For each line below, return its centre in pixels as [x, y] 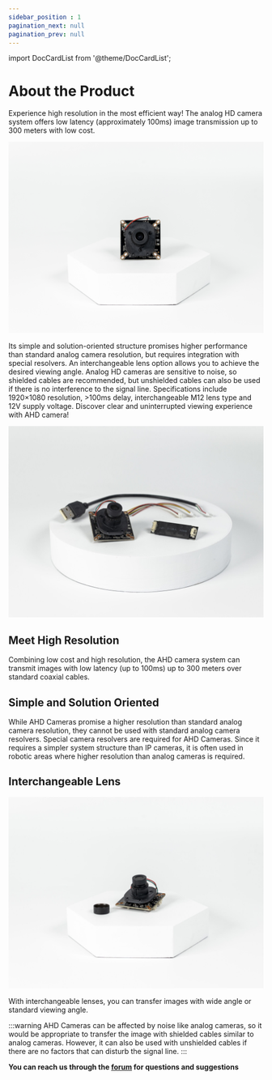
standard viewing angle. [49, 1010]
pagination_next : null [47, 26]
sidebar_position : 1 [45, 17]
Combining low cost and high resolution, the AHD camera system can [124, 660]
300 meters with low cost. [52, 130]
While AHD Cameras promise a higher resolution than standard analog [125, 721]
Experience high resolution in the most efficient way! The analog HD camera [136, 113]
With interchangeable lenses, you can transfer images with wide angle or [130, 1001]
